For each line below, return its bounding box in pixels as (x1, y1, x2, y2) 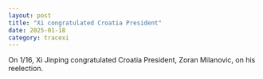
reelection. (8, 64, 44, 73)
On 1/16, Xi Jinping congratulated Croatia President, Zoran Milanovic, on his (8, 55, 256, 65)
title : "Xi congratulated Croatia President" (8, 19, 162, 27)
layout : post (8, 11, 52, 20)
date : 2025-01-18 (8, 26, 66, 34)
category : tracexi (8, 33, 69, 42)
